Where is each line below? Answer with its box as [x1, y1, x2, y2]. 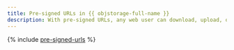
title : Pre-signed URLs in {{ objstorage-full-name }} [7, 10, 170, 17]
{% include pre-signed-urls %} [7, 35, 96, 43]
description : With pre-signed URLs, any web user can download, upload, [7, 16, 223, 23]
